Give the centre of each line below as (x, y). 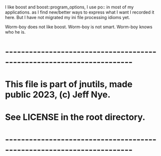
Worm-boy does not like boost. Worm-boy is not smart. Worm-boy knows (79, 27)
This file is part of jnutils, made (69, 84)
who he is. (15, 32)
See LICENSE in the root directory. (75, 117)
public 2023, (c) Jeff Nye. (58, 95)
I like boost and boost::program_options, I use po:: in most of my (69, 7)
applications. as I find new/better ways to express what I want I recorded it (80, 12)
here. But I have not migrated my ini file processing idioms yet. (68, 17)
